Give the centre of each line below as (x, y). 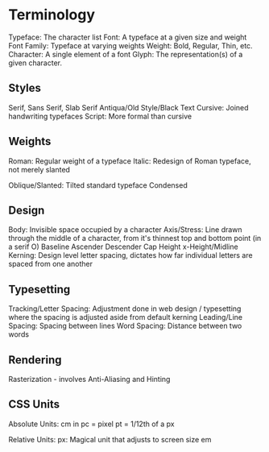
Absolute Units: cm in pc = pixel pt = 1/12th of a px (91, 424)
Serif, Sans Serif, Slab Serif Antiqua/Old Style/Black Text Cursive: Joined (128, 107)
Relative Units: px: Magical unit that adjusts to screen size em (110, 439)
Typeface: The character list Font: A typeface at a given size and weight (128, 37)
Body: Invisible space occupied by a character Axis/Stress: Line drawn (126, 230)
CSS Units (34, 404)
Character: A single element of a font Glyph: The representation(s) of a (126, 54)
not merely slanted (39, 169)
